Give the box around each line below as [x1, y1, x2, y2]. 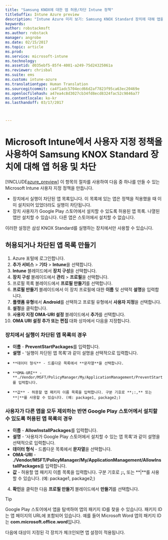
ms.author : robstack [5, 30, 48, 35]
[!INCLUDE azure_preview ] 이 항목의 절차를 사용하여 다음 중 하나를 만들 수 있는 [5, 179, 160, 185]
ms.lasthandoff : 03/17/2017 [5, 100, 64, 105]
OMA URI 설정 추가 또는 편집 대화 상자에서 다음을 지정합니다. [12, 318, 131, 324]
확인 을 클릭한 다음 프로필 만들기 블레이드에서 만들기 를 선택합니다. [12, 486, 139, 492]
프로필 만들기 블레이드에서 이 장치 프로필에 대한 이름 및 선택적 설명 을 [12, 286, 146, 292]
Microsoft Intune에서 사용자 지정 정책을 [5, 136, 162, 148]
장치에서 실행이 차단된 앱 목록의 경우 [5, 331, 87, 338]
